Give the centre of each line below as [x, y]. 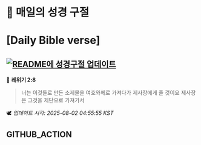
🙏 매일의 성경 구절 [48, 12]
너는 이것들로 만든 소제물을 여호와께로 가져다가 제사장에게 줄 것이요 [100, 93]
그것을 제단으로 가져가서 [56, 100]
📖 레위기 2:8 [21, 80]
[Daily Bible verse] [53, 40]
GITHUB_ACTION [39, 134]
